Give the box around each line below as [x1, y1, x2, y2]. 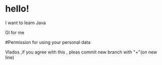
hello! [5, 3, 29, 15]
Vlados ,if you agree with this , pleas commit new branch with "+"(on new [5, 49, 157, 55]
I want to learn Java [5, 20, 46, 26]
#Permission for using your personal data [5, 39, 91, 45]
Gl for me [5, 29, 25, 35]
